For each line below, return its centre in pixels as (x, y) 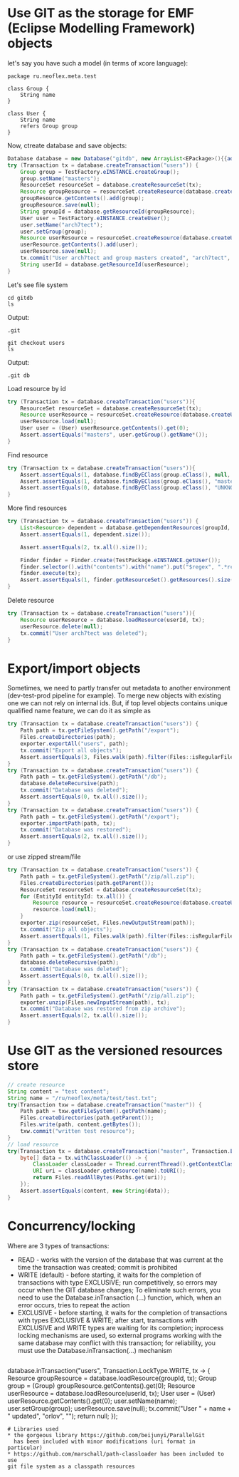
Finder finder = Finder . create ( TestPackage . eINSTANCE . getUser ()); (121, 560)
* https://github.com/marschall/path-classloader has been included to (116, 1454)
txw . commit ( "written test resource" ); (78, 1131)
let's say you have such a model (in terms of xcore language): (98, 63)
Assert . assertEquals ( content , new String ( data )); (95, 1191)
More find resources (37, 508)
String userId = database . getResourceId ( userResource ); (105, 264)
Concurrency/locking (71, 1226)
